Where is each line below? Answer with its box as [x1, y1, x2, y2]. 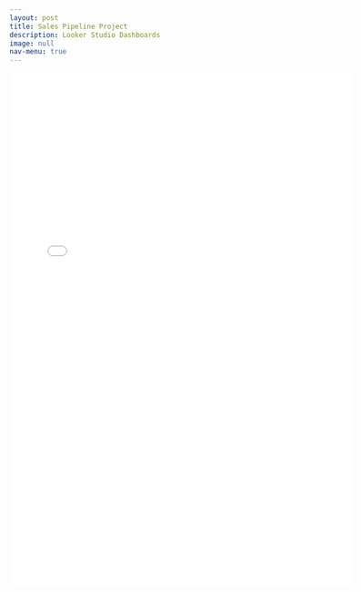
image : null [9, 38, 55, 48]
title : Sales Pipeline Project [9, 22, 128, 31]
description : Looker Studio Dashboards [9, 30, 161, 39]
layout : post [9, 13, 59, 23]
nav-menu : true [9, 47, 67, 56]
